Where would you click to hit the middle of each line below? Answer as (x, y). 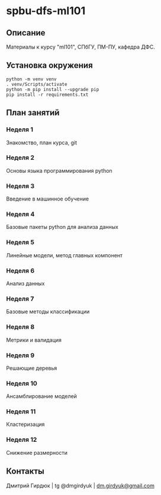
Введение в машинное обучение (48, 199)
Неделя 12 (22, 440)
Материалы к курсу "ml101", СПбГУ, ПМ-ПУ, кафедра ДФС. (80, 47)
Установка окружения (49, 65)
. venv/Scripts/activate (37, 84)
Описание (26, 33)
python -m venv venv (32, 79)
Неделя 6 (20, 270)
